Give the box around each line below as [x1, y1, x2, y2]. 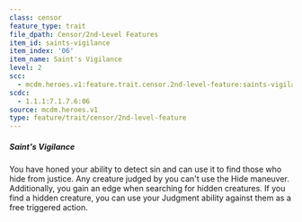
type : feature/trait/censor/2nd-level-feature [9, 113, 187, 122]
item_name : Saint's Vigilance [9, 55, 123, 64]
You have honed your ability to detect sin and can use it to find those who [9, 164, 282, 175]
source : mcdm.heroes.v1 [9, 105, 99, 114]
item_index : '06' [9, 47, 75, 56]
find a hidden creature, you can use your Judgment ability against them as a [9, 192, 292, 203]
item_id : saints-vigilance [9, 38, 111, 48]
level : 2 [9, 64, 42, 73]
